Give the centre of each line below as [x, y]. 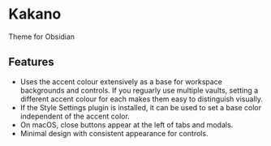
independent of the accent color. [75, 116]
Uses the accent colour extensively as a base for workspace [121, 81]
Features [31, 62]
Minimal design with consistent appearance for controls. [114, 133]
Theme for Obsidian [42, 36]
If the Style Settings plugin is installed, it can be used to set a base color [141, 107]
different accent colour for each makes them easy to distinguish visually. [142, 99]
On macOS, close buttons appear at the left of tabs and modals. [127, 125]
